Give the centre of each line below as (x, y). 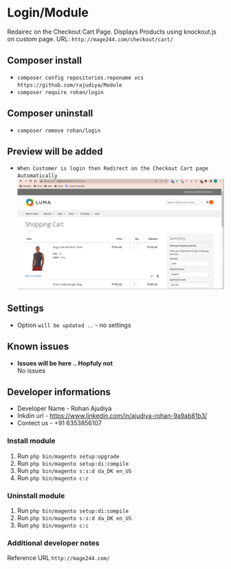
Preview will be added (55, 152)
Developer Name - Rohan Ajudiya (64, 409)
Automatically (37, 176)
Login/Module (48, 13)
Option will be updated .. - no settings (74, 325)
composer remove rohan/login (59, 131)
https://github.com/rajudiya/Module (69, 85)
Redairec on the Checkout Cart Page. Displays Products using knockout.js (112, 32)
